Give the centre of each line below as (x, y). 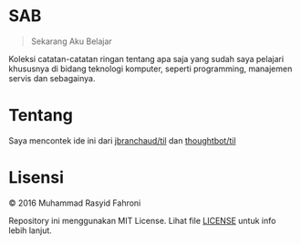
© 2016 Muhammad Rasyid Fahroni (75, 203)
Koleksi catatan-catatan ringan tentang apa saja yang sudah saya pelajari (146, 59)
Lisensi (36, 178)
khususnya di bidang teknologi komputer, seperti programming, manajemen (150, 69)
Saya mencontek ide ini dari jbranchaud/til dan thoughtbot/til (122, 140)
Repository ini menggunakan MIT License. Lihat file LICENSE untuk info (142, 220)
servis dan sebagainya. (52, 78)
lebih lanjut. (30, 230)
